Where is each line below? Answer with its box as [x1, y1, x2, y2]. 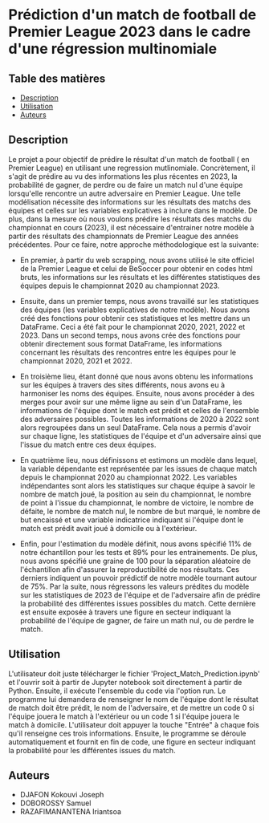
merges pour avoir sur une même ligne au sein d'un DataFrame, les [19, 397, 243, 407]
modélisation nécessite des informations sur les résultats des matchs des [8, 197, 251, 206]
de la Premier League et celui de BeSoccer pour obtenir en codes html [19, 263, 253, 274]
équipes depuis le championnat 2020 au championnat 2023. [19, 281, 220, 290]
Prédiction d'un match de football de [8, 6, 257, 24]
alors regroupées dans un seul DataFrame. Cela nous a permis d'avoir [19, 423, 251, 432]
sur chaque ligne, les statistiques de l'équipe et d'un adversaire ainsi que [19, 431, 262, 440]
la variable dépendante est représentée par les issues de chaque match [19, 464, 258, 473]
